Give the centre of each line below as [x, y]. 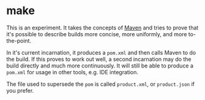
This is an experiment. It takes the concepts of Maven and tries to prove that [102, 28]
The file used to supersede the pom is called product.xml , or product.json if [100, 84]
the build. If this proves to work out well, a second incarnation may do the [99, 59]
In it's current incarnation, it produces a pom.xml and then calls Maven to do [101, 52]
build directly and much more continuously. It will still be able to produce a [100, 66]
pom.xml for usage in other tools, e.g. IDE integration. [73, 72]
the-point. [19, 40]
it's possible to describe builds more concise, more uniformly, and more [97, 34]
